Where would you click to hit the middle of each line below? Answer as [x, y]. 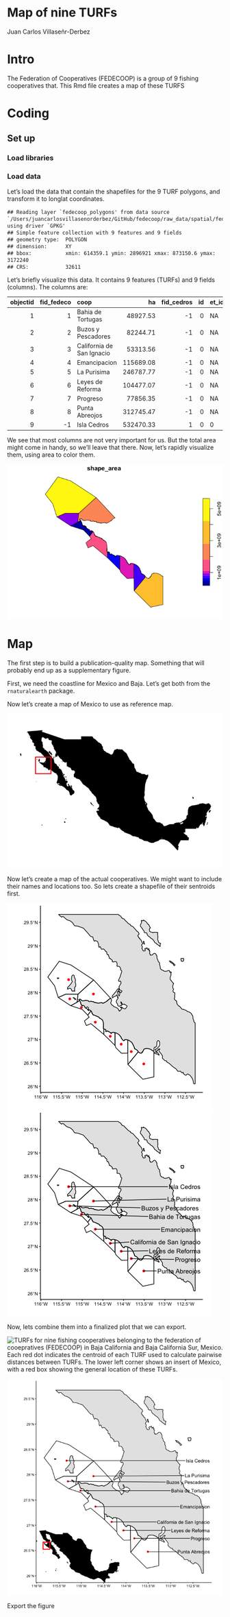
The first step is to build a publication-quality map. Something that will [106, 662]
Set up [21, 139]
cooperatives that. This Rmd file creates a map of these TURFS [96, 85]
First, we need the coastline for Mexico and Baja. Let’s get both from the [109, 683]
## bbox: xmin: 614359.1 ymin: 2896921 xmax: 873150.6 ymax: [111, 253]
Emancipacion [97, 363]
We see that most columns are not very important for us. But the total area [112, 440]
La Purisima [93, 372]
